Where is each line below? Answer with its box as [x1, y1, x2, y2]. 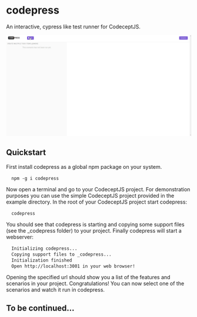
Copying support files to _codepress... [11, 251, 112, 257]
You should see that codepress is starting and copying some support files [6, 221, 185, 228]
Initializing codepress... [11, 246, 78, 251]
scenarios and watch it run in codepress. [6, 286, 105, 293]
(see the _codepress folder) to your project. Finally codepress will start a [6, 227, 182, 234]
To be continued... [6, 303, 75, 313]
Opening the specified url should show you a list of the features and [6, 273, 171, 280]
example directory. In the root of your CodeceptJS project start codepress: [6, 198, 187, 205]
